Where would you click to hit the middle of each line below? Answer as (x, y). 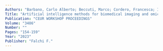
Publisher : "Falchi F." (29, 41)
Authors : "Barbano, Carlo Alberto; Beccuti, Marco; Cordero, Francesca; (80, 9)
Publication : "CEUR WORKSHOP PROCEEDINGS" (49, 18)
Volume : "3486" (20, 23)
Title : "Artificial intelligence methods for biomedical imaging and (77, 14)
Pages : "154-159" (23, 32)
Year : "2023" (18, 37)
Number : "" (16, 28)
